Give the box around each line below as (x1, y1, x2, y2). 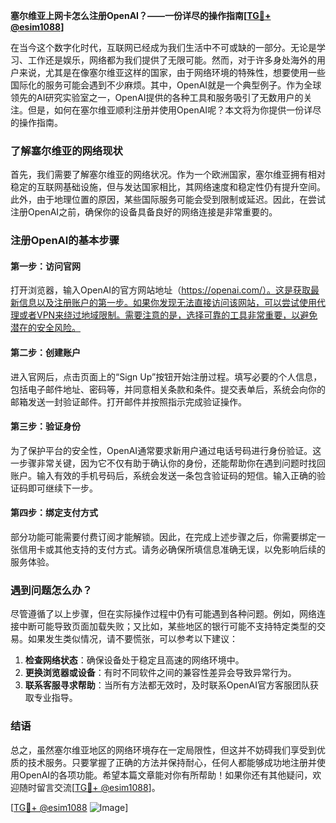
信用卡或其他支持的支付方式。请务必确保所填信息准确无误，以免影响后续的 (18, 544, 326, 556)
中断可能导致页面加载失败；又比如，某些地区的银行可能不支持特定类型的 (18, 620, 317, 633)
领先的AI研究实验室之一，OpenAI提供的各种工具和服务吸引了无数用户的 (10, 92, 304, 103)
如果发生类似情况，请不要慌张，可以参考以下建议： (27, 633, 238, 645)
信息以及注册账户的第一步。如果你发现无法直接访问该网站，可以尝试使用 (18, 297, 317, 309)
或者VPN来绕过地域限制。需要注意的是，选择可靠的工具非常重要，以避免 (18, 309, 318, 321)
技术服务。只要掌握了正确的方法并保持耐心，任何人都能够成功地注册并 (27, 756, 317, 768)
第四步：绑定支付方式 (10, 507, 98, 519)
